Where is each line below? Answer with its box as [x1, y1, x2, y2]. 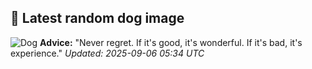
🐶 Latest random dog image [10, 10, 185, 27]
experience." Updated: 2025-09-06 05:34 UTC [10, 47, 205, 59]
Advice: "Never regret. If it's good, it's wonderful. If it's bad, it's [39, 36, 303, 48]
